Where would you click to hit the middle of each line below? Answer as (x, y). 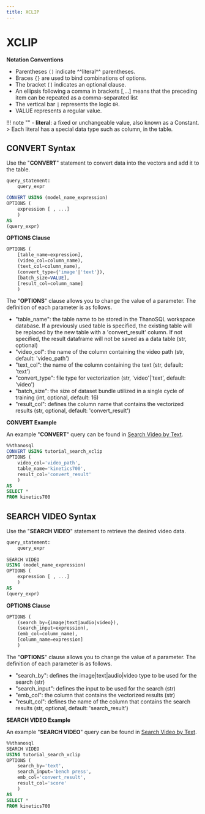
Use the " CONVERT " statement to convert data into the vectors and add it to (103, 163)
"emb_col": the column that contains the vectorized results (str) (95, 695)
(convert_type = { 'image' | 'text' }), (61, 272)
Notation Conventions (35, 60)
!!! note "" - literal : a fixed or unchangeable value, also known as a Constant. (103, 122)
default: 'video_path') (42, 358)
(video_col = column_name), (50, 261)
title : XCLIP (23, 12)
